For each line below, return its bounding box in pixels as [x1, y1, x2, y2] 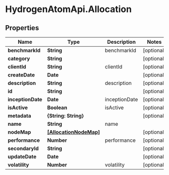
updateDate [8, 153, 37, 160]
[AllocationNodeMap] [47, 129, 101, 135]
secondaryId [8, 145, 39, 152]
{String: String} [47, 112, 84, 119]
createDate [8, 71, 35, 78]
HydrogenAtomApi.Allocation [5, 4, 132, 15]
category [8, 55, 30, 62]
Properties [5, 24, 39, 32]
